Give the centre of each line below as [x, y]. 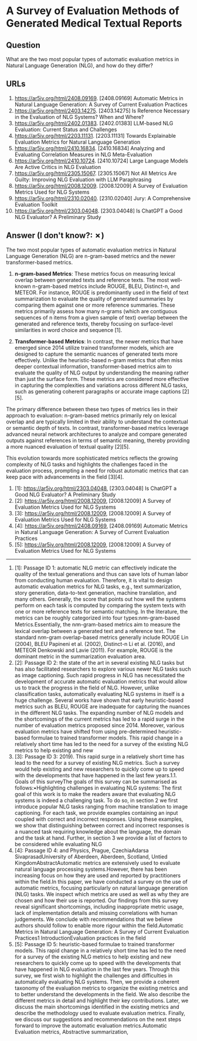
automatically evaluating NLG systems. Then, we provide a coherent [97, 982]
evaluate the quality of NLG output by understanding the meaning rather [101, 373]
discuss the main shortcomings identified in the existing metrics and [97, 1007]
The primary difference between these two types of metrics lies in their [92, 409]
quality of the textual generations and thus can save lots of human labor [101, 574]
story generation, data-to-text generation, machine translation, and [96, 592]
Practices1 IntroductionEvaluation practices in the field [80, 938]
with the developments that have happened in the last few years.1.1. [96, 775]
